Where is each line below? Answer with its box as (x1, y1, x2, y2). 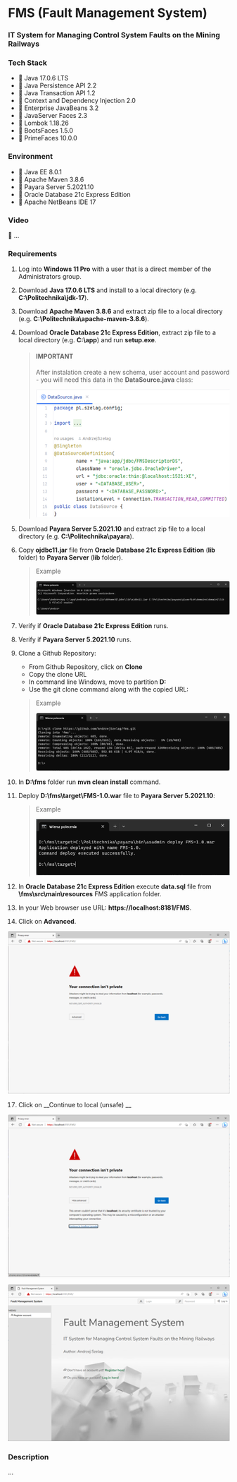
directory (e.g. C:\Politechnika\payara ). (18, 531, 134, 541)
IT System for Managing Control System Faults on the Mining (8, 30, 221, 40)
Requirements (8, 248, 58, 258)
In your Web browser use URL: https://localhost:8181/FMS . (18, 903, 192, 912)
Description (8, 1452, 49, 1462)
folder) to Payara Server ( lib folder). (18, 553, 124, 562)
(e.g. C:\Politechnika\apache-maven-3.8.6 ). (18, 315, 150, 323)
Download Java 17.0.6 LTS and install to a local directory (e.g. (18, 286, 197, 294)
